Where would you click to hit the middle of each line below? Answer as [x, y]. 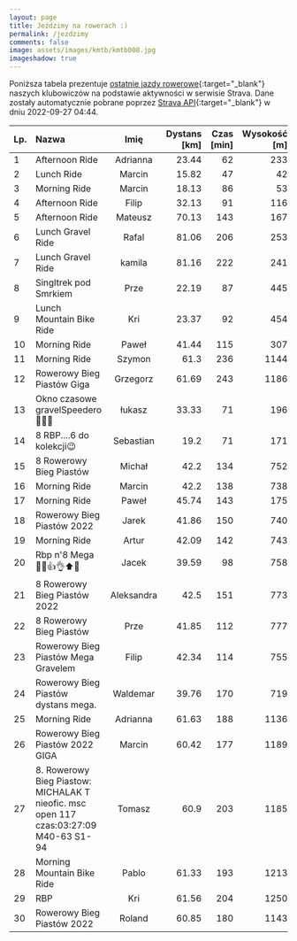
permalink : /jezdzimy [49, 34]
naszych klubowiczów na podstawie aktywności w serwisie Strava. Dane [141, 93]
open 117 [56, 814]
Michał [134, 466]
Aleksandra [133, 595]
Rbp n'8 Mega [65, 555]
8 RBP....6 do [62, 435]
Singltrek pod [63, 282]
